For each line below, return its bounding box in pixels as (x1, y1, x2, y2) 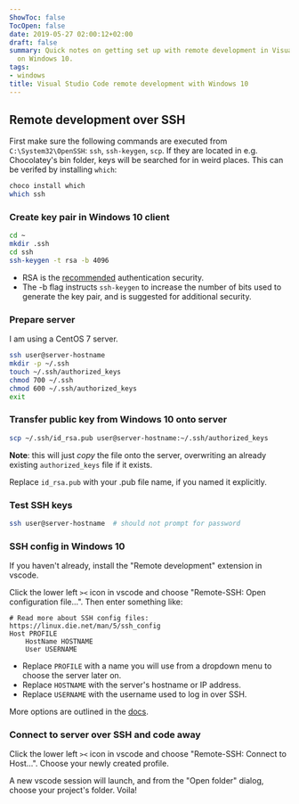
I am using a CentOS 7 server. (9, 333, 118, 344)
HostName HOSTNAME (25, 637, 93, 646)
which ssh (9, 190, 46, 199)
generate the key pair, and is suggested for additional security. (21, 291, 252, 301)
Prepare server (9, 313, 76, 325)
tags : (9, 63, 29, 72)
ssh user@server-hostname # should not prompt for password (9, 519, 241, 528)
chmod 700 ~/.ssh (9, 375, 74, 384)
